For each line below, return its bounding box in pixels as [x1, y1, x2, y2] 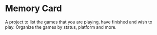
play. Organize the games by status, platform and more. [5, 24, 117, 30]
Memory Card [5, 3, 62, 14]
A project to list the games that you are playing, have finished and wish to [5, 19, 153, 25]
